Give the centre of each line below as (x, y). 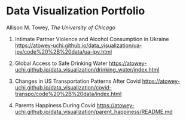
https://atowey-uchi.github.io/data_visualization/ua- (78, 45)
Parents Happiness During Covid (55, 105)
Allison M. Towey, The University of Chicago (61, 27)
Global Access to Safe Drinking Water (61, 63)
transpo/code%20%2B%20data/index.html (68, 94)
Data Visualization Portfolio (76, 11)
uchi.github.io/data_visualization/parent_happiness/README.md (94, 111)
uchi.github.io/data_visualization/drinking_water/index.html (87, 69)
